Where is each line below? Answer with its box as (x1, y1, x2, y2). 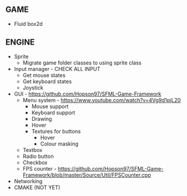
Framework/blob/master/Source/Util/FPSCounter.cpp (22, 171, 151, 178)
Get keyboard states (22, 77, 72, 85)
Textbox (22, 146, 43, 153)
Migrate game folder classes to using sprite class (22, 59, 142, 66)
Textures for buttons (31, 127, 81, 134)
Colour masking (40, 140, 79, 147)
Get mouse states (22, 72, 66, 79)
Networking (13, 177, 43, 184)
